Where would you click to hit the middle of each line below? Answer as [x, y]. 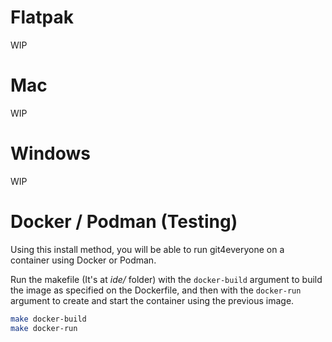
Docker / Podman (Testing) [124, 222]
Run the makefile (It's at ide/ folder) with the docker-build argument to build [166, 279]
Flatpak [42, 17]
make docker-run [44, 328]
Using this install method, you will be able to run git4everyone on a [147, 249]
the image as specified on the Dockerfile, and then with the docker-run [156, 290]
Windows [50, 153]
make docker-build [48, 319]
